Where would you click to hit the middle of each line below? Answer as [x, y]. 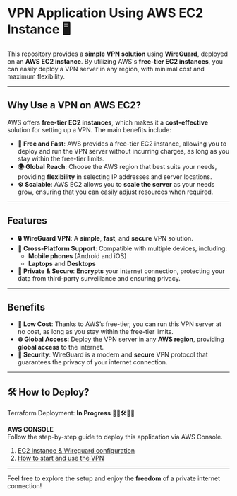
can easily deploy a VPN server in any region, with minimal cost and [106, 69]
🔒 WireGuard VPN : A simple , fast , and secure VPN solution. [105, 238]
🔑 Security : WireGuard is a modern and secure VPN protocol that [113, 354]
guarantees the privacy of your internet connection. [92, 362]
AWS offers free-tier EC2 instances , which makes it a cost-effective [108, 122]
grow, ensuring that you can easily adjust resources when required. [115, 192]
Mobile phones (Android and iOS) [77, 255]
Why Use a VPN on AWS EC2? [74, 105]
